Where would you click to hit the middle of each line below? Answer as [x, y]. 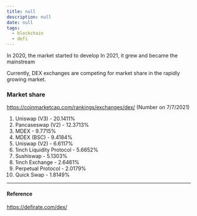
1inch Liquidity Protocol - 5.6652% [57, 150]
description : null [29, 17]
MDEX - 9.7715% [35, 131]
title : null [21, 11]
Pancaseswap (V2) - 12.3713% [52, 125]
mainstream [21, 62]
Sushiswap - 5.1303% [41, 156]
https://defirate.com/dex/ [37, 207]
